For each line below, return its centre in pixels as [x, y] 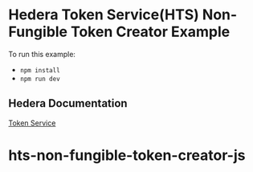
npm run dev [40, 79]
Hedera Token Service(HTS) [104, 15]
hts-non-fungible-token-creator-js [127, 155]
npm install [40, 70]
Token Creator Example [151, 32]
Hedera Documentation [68, 103]
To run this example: [42, 54]
